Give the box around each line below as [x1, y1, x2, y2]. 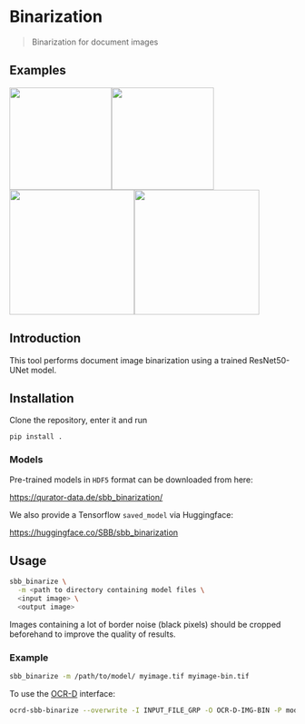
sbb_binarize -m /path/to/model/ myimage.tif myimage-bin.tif [9, 672, 250, 681]
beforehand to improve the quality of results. [9, 629, 176, 640]
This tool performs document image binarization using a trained [9, 354, 248, 365]
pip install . [9, 432, 64, 441]
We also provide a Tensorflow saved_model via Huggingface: [9, 509, 234, 520]
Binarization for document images [31, 36, 159, 47]
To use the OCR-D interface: [9, 689, 116, 699]
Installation [9, 391, 74, 406]
